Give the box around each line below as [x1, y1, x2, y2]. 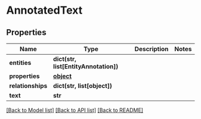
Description [134, 45, 169, 53]
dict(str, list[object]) [53, 82, 112, 90]
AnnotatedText [6, 4, 83, 17]
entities [9, 59, 32, 67]
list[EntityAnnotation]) [53, 62, 118, 70]
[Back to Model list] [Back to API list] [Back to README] [6, 107, 144, 114]
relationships [9, 82, 48, 90]
